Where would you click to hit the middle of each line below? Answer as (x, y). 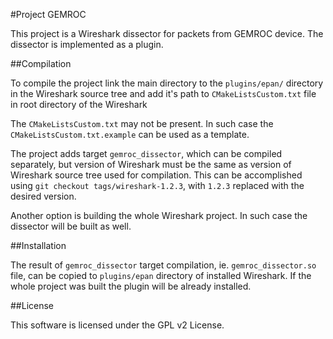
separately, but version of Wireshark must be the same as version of (151, 164)
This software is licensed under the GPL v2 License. (117, 325)
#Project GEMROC (48, 14)
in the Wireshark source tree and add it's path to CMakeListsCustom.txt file (163, 93)
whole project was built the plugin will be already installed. (131, 286)
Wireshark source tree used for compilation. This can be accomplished (156, 175)
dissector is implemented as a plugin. (87, 44)
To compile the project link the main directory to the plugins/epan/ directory (167, 83)
